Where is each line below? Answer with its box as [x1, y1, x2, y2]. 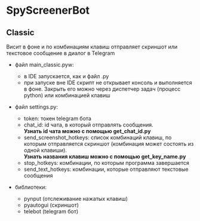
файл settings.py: [14, 103, 59, 110]
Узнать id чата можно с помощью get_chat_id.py [23, 128, 151, 134]
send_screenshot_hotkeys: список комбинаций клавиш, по [23, 134, 172, 141]
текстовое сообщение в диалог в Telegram [6, 50, 115, 57]
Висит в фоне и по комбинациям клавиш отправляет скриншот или [6, 43, 178, 50]
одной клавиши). [23, 147, 67, 154]
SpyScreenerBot [6, 4, 90, 17]
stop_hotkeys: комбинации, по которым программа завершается [23, 159, 189, 166]
